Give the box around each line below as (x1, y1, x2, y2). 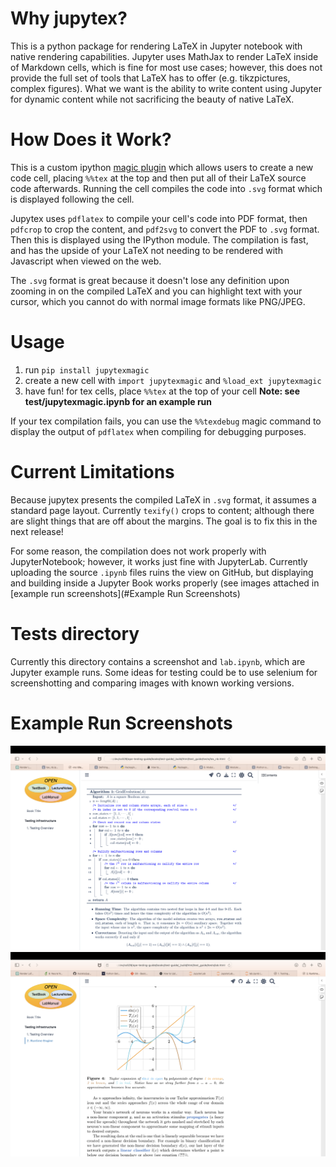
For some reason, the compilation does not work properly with (10, 545, 267, 557)
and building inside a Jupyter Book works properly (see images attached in (10, 577, 320, 589)
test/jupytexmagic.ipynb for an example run (24, 395, 213, 407)
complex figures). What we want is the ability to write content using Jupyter (10, 82, 322, 94)
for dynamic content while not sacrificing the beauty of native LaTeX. (10, 93, 295, 105)
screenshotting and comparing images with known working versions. (10, 677, 295, 689)
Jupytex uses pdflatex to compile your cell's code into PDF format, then (10, 212, 308, 224)
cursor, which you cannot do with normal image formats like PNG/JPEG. (10, 295, 306, 307)
